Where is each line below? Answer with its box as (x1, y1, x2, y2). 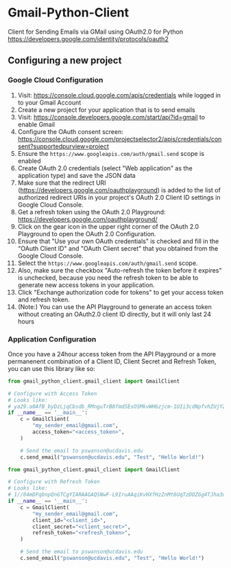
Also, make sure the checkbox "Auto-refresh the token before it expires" (17, 266, 222, 274)
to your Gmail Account (17, 98, 82, 106)
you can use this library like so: (8, 364, 95, 372)
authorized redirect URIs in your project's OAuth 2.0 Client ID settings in (17, 193, 221, 201)
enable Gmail (17, 120, 56, 128)
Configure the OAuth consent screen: (17, 127, 124, 135)
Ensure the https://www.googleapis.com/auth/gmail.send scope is (17, 149, 205, 157)
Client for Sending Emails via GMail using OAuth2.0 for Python (8, 27, 184, 36)
